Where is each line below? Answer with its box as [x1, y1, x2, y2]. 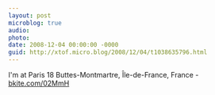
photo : [8, 33, 30, 42]
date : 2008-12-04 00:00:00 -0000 [8, 41, 119, 49]
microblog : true [8, 19, 62, 27]
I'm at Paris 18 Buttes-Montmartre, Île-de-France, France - [8, 70, 199, 79]
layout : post [8, 11, 52, 20]
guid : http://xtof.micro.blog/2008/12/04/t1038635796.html [8, 48, 208, 56]
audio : [8, 26, 30, 34]
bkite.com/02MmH [8, 78, 70, 88]
